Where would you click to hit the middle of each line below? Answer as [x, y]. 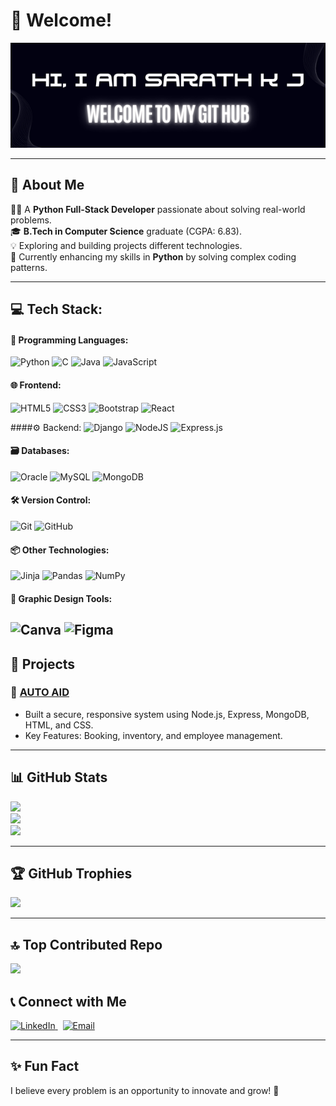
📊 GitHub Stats [59, 777]
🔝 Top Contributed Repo [86, 944]
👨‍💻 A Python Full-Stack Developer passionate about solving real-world [158, 209]
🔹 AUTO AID [40, 692]
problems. [31, 220]
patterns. [29, 267]
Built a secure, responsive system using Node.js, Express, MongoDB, [167, 714]
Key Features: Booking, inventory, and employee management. [153, 735]
